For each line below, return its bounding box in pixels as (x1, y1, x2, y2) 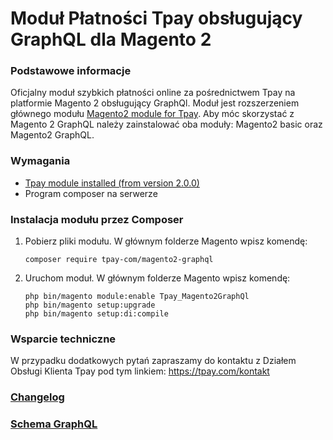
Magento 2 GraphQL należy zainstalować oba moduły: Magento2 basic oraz (10, 118, 323, 131)
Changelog (10, 390, 65, 404)
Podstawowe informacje (10, 64, 132, 78)
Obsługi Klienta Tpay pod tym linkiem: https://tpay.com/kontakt (10, 365, 270, 377)
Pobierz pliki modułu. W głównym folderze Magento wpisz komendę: (24, 235, 308, 247)
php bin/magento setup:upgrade (24, 300, 156, 311)
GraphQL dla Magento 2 (10, 28, 212, 51)
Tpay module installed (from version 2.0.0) (24, 177, 200, 189)
